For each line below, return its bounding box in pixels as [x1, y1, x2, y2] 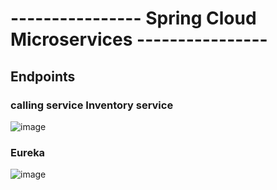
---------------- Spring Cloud [10, 7, 257, 30]
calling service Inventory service [10, 98, 174, 112]
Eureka [10, 145, 46, 159]
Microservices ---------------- [10, 28, 268, 51]
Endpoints [10, 68, 76, 85]
